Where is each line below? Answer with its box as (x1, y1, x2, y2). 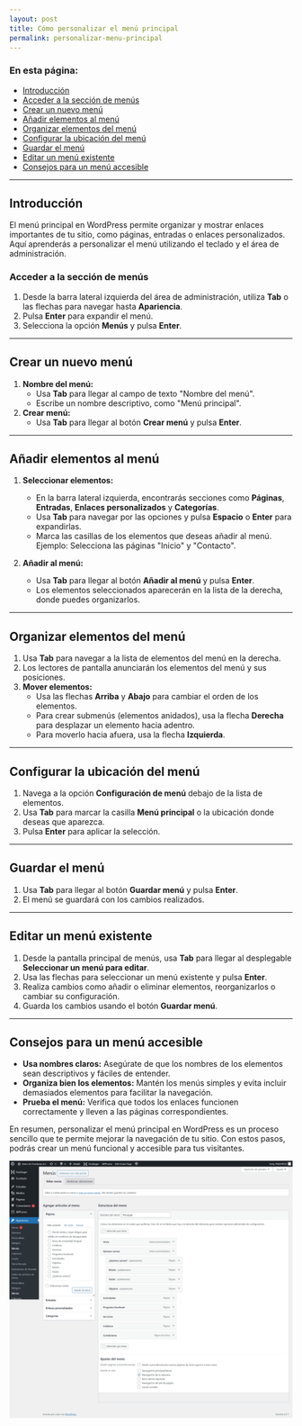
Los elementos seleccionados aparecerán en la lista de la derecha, (35, 585, 283, 596)
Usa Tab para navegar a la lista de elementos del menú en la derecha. (22, 653, 281, 663)
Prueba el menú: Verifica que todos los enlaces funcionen (22, 1097, 239, 1107)
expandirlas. (35, 521, 83, 532)
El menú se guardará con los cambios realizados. (22, 894, 205, 905)
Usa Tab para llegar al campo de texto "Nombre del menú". (35, 388, 255, 399)
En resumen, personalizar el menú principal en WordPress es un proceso (9, 1124, 280, 1134)
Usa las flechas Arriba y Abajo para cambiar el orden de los (35, 691, 259, 702)
